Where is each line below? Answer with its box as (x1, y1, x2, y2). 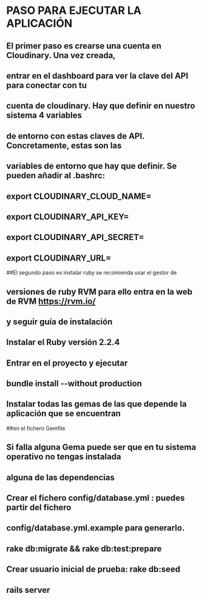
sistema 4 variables (6, 110, 82, 121)
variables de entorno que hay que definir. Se (6, 161, 177, 172)
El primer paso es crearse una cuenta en (6, 41, 162, 51)
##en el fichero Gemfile (6, 424, 66, 432)
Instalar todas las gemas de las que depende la (6, 399, 187, 409)
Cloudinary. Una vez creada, (6, 50, 116, 61)
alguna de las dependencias (6, 472, 115, 483)
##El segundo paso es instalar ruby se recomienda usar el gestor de (6, 269, 177, 276)
